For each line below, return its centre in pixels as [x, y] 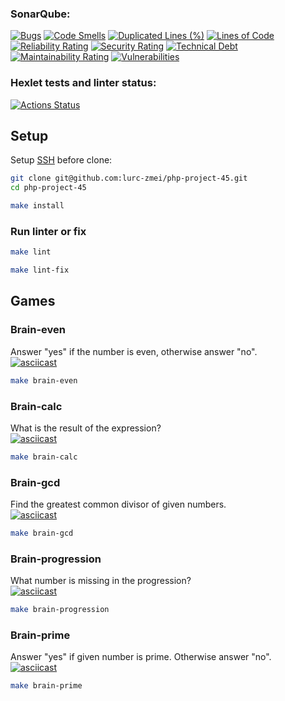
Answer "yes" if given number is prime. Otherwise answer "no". [141, 657]
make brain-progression [60, 610]
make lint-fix [40, 270]
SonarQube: [40, 14]
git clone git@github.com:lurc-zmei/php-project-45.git [129, 178]
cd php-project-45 [48, 188]
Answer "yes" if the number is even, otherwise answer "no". [134, 351]
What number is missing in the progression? [101, 581]
